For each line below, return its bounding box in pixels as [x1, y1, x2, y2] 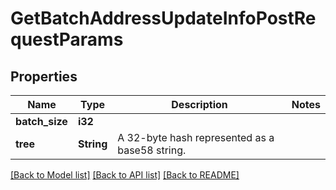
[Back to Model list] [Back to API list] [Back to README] [10, 169, 240, 181]
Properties [10, 68, 78, 85]
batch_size [15, 115, 68, 128]
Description [171, 98, 228, 111]
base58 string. [117, 143, 187, 157]
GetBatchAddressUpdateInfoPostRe [10, 7, 317, 30]
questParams [10, 28, 124, 51]
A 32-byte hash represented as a [117, 131, 275, 144]
